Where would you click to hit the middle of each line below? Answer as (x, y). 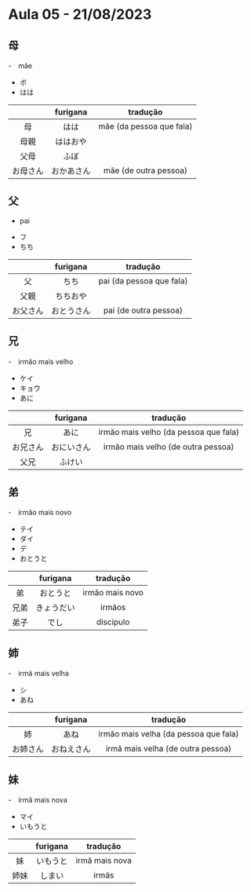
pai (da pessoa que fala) (143, 280)
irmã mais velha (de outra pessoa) (169, 749)
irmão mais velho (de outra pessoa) (169, 447)
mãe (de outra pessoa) (146, 170)
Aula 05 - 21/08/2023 (80, 15)
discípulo (113, 622)
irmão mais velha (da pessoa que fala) (169, 734)
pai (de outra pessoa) (143, 310)
